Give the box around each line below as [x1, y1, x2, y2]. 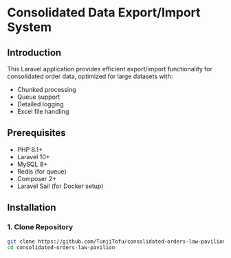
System [7, 19, 52, 35]
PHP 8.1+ [16, 145, 43, 154]
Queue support [16, 93, 60, 101]
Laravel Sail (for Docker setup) [16, 182, 104, 190]
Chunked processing [16, 86, 77, 93]
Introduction [7, 47, 62, 58]
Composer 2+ [16, 174, 57, 183]
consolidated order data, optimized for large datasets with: [7, 72, 173, 80]
